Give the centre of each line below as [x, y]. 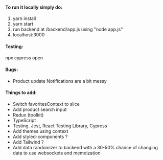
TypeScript [24, 120]
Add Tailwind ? [28, 142]
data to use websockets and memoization [56, 153]
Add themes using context [40, 131]
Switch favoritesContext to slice [46, 104]
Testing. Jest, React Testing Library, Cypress [60, 126]
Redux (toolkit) [28, 115]
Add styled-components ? [40, 136]
